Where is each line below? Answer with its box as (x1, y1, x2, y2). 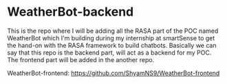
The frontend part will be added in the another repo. (7, 55, 155, 64)
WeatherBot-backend (7, 4, 134, 20)
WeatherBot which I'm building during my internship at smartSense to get (7, 33, 215, 42)
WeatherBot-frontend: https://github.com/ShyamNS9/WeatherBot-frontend (7, 69, 220, 77)
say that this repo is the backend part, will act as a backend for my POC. (7, 48, 212, 57)
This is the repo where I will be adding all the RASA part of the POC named (7, 27, 219, 35)
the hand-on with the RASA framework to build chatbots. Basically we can (7, 41, 217, 49)
